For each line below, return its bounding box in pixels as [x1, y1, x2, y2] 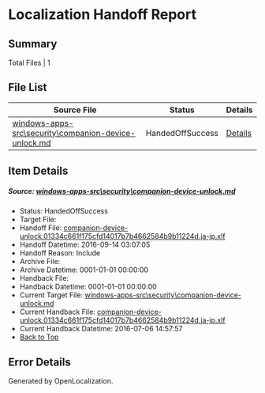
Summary [8, 37, 58, 51]
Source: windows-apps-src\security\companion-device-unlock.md [8, 186, 236, 195]
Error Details [8, 355, 71, 368]
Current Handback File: [19, 307, 96, 317]
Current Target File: [19, 290, 84, 300]
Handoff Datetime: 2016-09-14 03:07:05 [19, 240, 151, 250]
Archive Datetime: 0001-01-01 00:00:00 [19, 265, 148, 274]
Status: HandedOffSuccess [19, 206, 109, 216]
